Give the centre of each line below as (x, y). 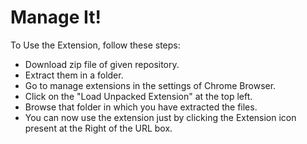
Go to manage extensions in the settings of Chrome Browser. (150, 85)
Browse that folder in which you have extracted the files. (141, 107)
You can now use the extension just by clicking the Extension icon (160, 117)
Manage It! (56, 17)
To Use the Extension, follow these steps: (95, 45)
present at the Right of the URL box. (98, 128)
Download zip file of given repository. (102, 64)
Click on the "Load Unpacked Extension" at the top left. (138, 96)
